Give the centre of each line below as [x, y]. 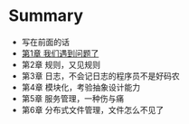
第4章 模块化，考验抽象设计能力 [81, 87]
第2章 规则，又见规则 [61, 64]
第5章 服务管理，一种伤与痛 [73, 98]
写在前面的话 [45, 42]
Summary [46, 16]
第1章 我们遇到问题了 [60, 53]
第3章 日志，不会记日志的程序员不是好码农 [100, 76]
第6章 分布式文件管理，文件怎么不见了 [93, 110]
